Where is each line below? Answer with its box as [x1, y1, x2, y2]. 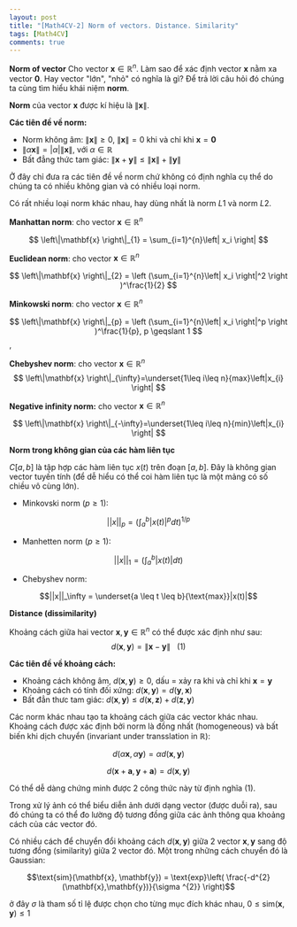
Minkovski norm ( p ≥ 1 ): [21, 498, 109, 509]
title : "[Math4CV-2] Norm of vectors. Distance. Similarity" [9, 21, 240, 30]
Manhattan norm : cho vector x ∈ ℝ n [9, 214, 143, 227]
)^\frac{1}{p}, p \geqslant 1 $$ [94, 325, 203, 336]
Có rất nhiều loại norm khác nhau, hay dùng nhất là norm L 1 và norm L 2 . [9, 197, 272, 208]
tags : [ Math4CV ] [9, 29, 69, 38]
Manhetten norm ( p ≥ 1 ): [21, 536, 111, 546]
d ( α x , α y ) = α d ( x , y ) [112, 748, 185, 759]
